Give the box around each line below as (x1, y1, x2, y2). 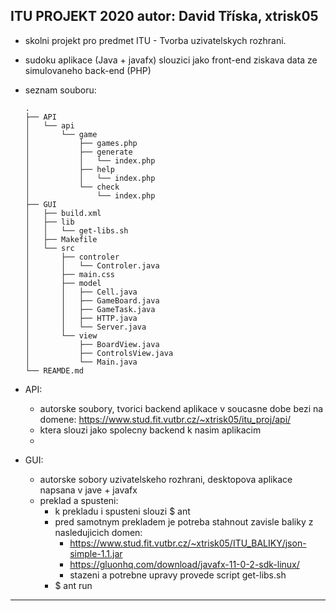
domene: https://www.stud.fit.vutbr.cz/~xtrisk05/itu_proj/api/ (39, 413, 292, 425)
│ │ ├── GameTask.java (24, 304, 156, 314)
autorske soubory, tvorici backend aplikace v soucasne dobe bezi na (39, 402, 324, 414)
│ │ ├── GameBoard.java (24, 295, 160, 306)
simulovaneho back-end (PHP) (24, 64, 152, 76)
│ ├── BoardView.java (24, 339, 160, 349)
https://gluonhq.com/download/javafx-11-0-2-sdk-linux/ (69, 558, 300, 570)
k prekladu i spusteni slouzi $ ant (54, 505, 191, 517)
